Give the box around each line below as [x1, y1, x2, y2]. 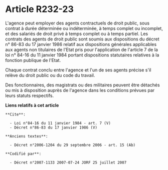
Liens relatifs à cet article [5, 102, 59, 108]
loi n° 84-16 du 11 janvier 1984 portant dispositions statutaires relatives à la [5, 51, 159, 58]
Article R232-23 [5, 3, 74, 15]
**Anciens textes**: [5, 133, 49, 138]
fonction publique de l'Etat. [5, 57, 61, 63]
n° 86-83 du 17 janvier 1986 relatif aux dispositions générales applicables [5, 41, 157, 47]
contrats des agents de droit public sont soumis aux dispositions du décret [5, 36, 159, 42]
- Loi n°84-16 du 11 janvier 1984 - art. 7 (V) [10, 120, 111, 125]
